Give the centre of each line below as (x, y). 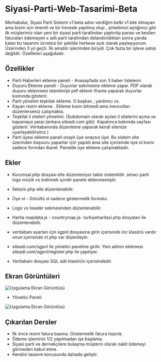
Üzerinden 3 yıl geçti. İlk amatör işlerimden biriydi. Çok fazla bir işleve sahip (80, 48)
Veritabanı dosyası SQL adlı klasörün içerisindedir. (62, 261)
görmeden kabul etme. (35, 349)
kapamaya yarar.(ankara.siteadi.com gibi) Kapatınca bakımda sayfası (81, 121)
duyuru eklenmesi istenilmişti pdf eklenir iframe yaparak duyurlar (77, 90)
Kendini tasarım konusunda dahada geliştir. (55, 354)
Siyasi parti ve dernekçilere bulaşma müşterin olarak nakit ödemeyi (79, 344)
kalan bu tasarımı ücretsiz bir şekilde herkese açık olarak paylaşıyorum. (76, 43)
